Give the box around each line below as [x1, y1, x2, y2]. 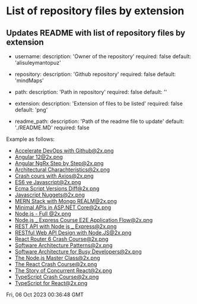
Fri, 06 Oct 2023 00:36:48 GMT [6, 291, 84, 298]
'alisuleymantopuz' [14, 59, 61, 66]
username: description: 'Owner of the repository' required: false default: [14, 53, 192, 60]
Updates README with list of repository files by [6, 28, 186, 38]
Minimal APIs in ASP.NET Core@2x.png [14, 204, 112, 211]
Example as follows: [6, 135, 55, 142]
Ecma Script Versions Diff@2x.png [14, 185, 100, 192]
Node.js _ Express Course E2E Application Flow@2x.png [14, 217, 153, 223]
